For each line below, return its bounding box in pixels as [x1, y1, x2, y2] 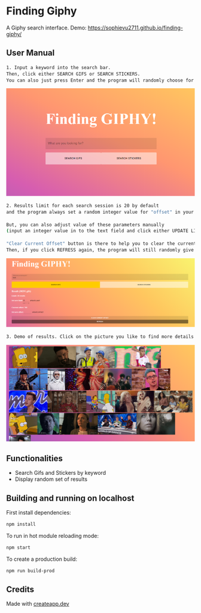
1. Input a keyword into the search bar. [6, 64, 111, 70]
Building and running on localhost [6, 493, 135, 503]
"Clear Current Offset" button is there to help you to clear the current [6, 241, 197, 247]
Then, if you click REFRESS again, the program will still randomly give [6, 247, 194, 253]
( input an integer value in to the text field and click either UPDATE [6, 228, 188, 234]
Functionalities [6, 453, 63, 464]
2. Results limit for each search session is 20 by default [6, 202, 160, 208]
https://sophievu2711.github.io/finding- [87, 24, 184, 31]
